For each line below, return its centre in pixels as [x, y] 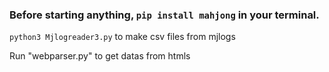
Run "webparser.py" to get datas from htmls [100, 56]
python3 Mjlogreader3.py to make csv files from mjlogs [122, 37]
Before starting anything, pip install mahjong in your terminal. [164, 15]
